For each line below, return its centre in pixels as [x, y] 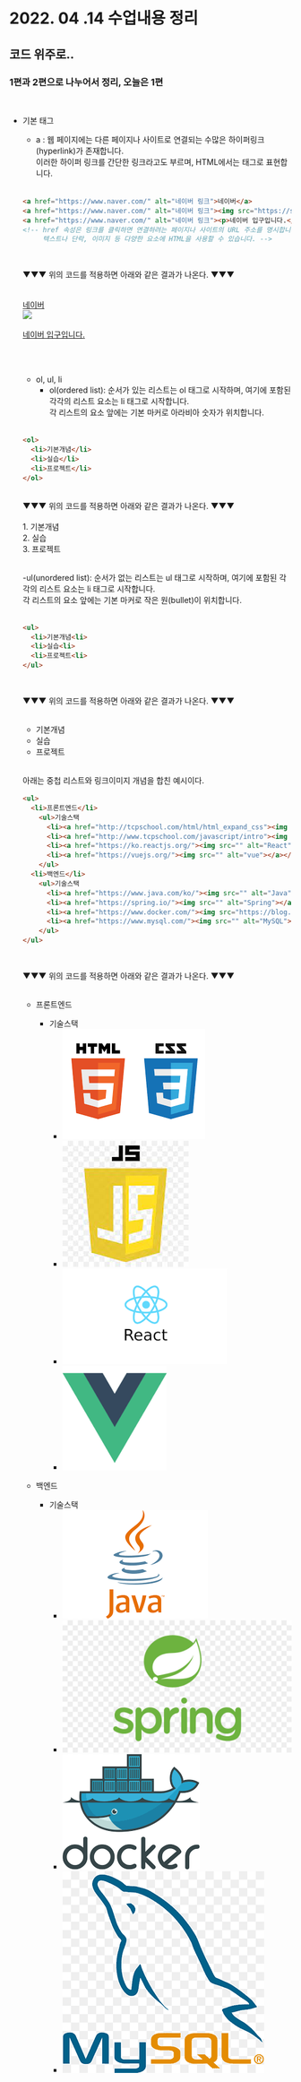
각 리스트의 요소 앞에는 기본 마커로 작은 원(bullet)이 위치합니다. [132, 600]
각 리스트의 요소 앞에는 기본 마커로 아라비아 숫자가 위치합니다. [156, 412]
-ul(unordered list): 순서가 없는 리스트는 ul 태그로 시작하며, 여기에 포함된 [150, 577]
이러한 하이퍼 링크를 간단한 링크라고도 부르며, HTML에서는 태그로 [150, 161]
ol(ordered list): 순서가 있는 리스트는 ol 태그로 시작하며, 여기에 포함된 [170, 390]
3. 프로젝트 [41, 549]
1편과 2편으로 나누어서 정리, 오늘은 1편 [86, 82]
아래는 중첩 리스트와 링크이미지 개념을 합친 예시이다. [113, 780]
